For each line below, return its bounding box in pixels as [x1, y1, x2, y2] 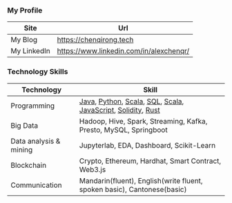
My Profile [7, 6, 43, 15]
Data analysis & [10, 136, 61, 146]
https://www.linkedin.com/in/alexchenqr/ [57, 46, 190, 56]
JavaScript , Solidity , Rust [79, 105, 160, 115]
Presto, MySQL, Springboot [79, 125, 168, 135]
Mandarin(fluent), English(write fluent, [79, 175, 203, 185]
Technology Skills [7, 67, 68, 77]
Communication [10, 180, 62, 190]
